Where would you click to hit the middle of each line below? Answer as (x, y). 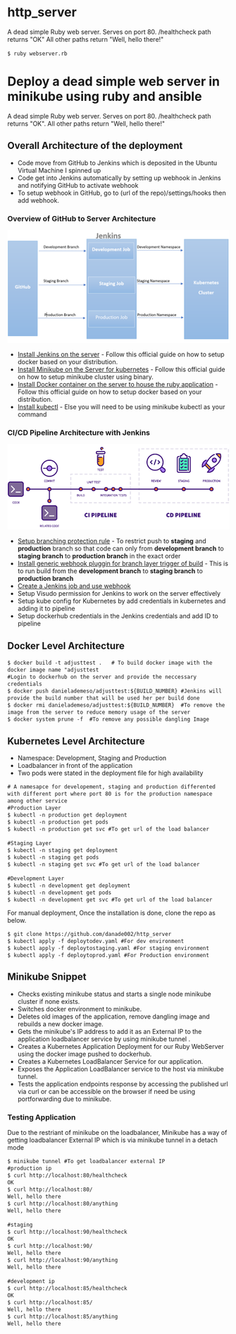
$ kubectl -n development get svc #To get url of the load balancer (110, 900)
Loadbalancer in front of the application (75, 765)
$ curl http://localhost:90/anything (63, 1261)
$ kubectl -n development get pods (60, 893)
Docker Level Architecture (66, 645)
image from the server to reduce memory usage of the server (99, 713)
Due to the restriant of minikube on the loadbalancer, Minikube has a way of (117, 1133)
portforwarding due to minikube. (64, 1099)
